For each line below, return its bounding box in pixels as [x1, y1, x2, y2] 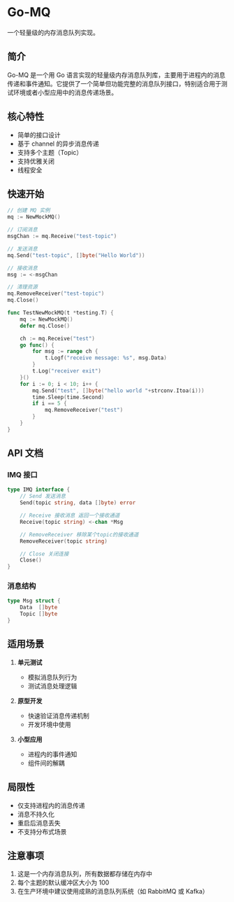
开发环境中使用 [27, 720, 71, 728]
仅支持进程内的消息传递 [17, 801, 85, 810]
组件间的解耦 [27, 758, 65, 767]
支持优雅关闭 [17, 157, 54, 165]
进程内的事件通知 [27, 750, 78, 758]
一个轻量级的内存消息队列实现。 [7, 28, 99, 36]
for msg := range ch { [32, 348, 98, 355]
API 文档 [7, 447, 44, 459]
